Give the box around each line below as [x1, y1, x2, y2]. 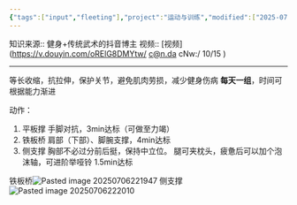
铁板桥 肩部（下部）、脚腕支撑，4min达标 [21, 134, 171, 145]
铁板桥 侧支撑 [9, 175, 183, 186]
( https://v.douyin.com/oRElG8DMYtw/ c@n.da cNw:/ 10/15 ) [9, 48, 227, 58]
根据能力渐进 [9, 86, 56, 96]
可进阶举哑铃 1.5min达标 [45, 156, 133, 167]
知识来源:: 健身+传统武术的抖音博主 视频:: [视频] [9, 38, 183, 49]
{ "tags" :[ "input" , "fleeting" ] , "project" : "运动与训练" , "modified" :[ [9, 12, 256, 22]
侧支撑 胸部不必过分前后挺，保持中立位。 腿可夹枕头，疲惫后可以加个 [21, 145, 275, 156]
